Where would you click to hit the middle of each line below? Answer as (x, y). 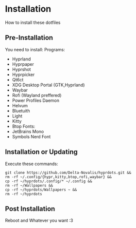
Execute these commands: (32, 164)
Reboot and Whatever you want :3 (39, 221)
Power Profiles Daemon (36, 100)
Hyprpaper (23, 64)
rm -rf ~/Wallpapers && (29, 185)
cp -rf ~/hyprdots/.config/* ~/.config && (49, 181)
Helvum (20, 105)
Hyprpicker (23, 75)
